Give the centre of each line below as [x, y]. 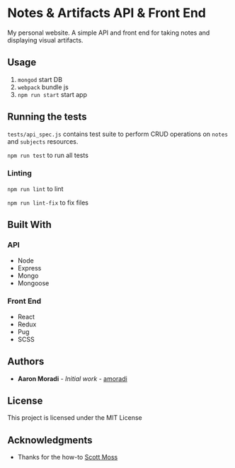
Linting [19, 173]
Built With [29, 225]
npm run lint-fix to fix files [48, 202]
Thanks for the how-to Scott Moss [68, 457]
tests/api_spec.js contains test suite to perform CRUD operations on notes [118, 134]
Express [29, 268]
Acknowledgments [50, 440]
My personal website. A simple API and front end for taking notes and [109, 33]
